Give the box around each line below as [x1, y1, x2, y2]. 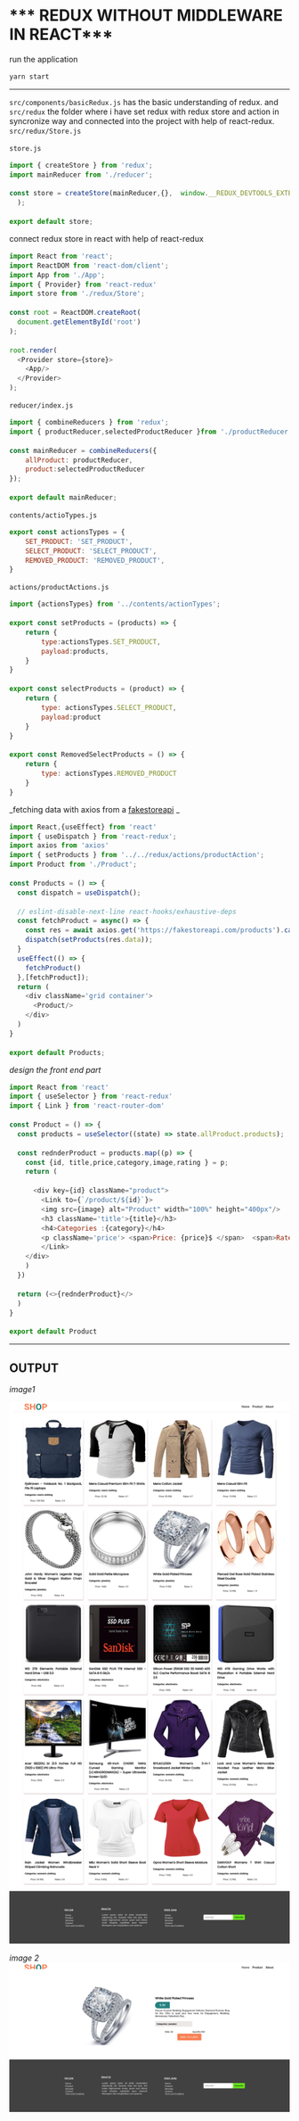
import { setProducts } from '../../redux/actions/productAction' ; [9, 851, 265, 860]
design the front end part [9, 1064, 101, 1075]
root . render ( [9, 345, 58, 355]
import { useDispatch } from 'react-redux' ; [9, 831, 177, 841]
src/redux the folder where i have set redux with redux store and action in [9, 106, 279, 117]
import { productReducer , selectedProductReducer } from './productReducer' [9, 427, 293, 436]
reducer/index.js [9, 401, 74, 410]
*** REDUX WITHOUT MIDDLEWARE [9, 5, 283, 26]
